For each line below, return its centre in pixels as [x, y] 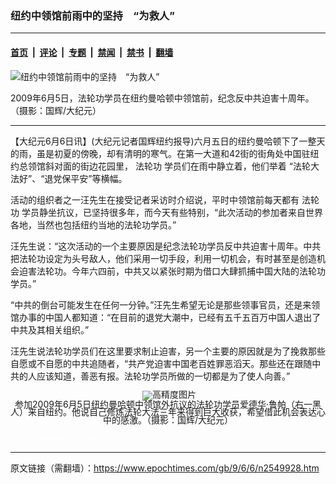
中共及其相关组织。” [50, 329]
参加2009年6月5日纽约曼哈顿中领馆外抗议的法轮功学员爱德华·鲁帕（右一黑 [168, 404]
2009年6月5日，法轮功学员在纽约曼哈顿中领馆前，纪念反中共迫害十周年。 [162, 98]
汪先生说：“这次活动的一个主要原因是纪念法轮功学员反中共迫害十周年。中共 [166, 246]
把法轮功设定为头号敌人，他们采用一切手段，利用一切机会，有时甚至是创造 [163, 258]
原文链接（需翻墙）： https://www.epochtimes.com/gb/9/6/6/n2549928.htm [165, 468]
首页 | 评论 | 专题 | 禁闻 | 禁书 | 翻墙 [92, 52]
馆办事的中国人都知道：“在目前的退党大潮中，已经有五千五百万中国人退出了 [166, 317]
